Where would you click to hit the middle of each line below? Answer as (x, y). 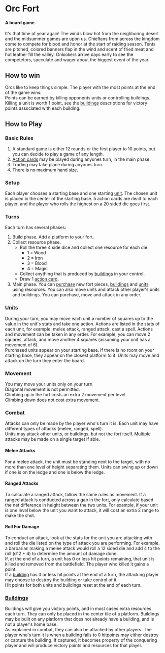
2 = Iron (35, 258)
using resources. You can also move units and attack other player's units (86, 289)
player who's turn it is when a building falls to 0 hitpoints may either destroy (82, 635)
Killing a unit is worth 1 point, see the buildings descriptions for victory (76, 103)
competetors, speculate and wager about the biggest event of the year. (77, 60)
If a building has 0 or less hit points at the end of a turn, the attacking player (82, 574)
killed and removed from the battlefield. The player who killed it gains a (77, 564)
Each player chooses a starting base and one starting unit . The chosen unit (81, 193)
